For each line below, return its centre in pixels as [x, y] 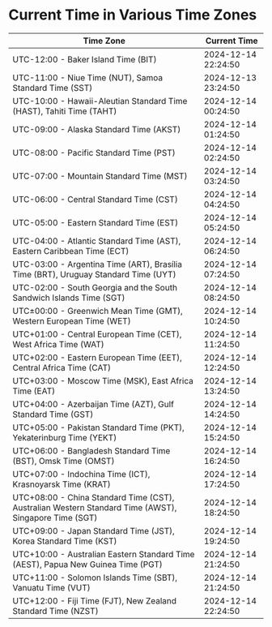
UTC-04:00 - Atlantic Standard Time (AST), [97, 241]
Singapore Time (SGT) [55, 517]
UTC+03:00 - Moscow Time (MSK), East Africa [103, 380]
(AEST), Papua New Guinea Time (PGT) [88, 564]
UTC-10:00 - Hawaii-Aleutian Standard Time [100, 101]
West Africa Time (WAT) [59, 344]
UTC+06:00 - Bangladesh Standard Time [91, 450]
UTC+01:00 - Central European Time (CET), [97, 334]
